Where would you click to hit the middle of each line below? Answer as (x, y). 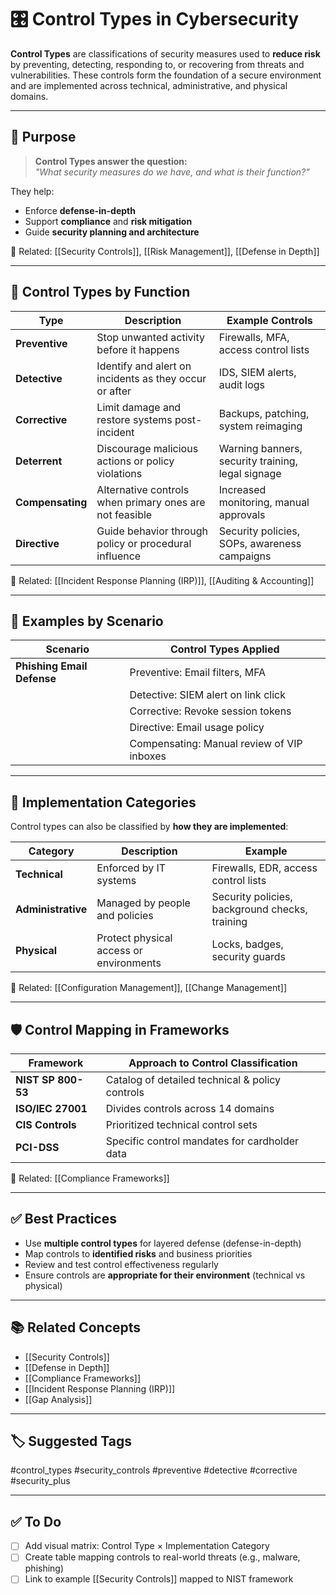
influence (119, 556)
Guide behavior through (152, 531)
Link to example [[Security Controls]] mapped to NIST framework (159, 1579)
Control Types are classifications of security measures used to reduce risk (165, 53)
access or (119, 951)
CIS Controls (46, 1124)
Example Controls (269, 320)
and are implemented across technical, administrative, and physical (149, 85)
